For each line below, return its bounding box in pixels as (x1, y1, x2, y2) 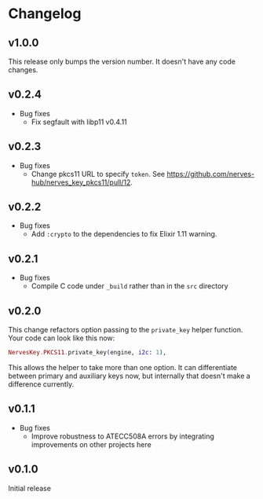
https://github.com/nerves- (166, 169, 255, 178)
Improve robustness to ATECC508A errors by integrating (31, 431, 214, 441)
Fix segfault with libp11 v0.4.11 (31, 117, 127, 127)
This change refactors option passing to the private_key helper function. (8, 325, 243, 335)
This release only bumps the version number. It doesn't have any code (8, 57, 236, 66)
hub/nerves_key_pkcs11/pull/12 (31, 178, 131, 187)
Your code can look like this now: (8, 333, 115, 343)
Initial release (8, 483, 51, 493)
